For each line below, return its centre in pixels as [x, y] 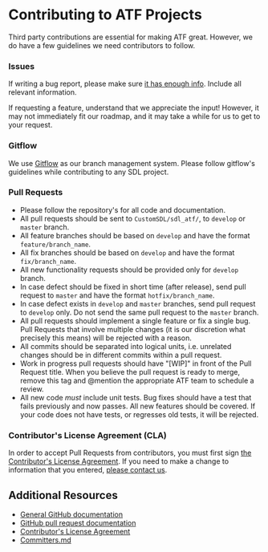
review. [32, 389]
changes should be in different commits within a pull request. [121, 355]
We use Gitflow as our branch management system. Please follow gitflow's [132, 163]
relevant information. [43, 92]
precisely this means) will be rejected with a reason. [106, 338]
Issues [22, 66]
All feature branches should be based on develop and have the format [135, 235]
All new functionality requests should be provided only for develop [129, 270]
